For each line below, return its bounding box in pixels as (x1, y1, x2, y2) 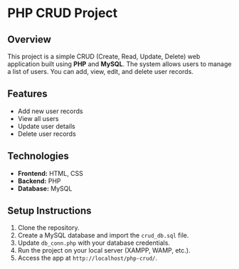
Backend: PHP (17, 176, 62, 185)
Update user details (17, 122, 76, 130)
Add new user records (17, 107, 83, 115)
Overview (7, 33, 52, 46)
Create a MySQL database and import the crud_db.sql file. (17, 231, 189, 240)
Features (7, 88, 48, 100)
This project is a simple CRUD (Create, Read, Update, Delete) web (7, 52, 201, 60)
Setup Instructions (7, 205, 92, 217)
